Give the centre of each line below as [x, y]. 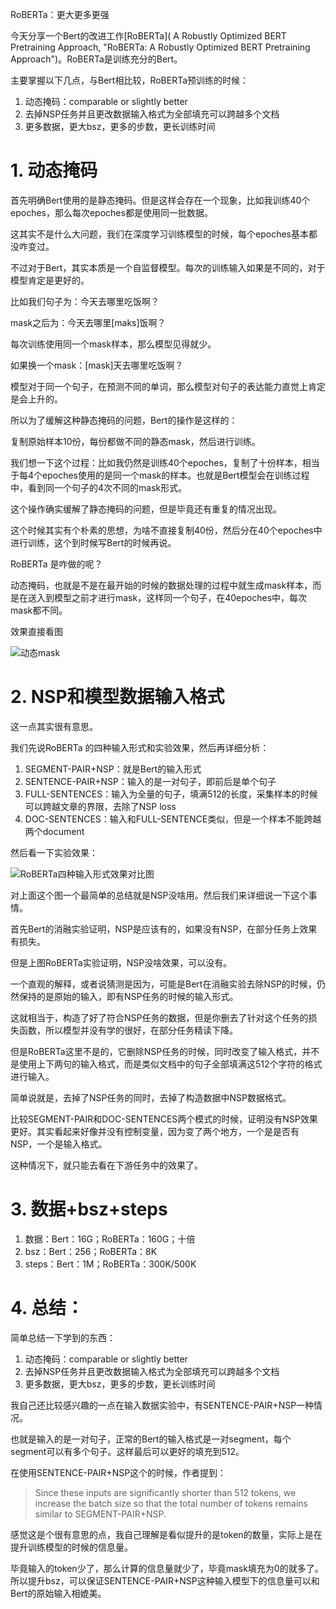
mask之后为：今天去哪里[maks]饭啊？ [88, 322]
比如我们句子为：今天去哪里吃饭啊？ [85, 301]
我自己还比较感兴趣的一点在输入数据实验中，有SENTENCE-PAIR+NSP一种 [162, 1405]
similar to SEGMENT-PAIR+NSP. [100, 1514]
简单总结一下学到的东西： [63, 1337]
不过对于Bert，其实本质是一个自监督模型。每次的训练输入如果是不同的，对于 [168, 267]
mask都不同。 [39, 610]
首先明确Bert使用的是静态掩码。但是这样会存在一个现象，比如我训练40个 [160, 200]
